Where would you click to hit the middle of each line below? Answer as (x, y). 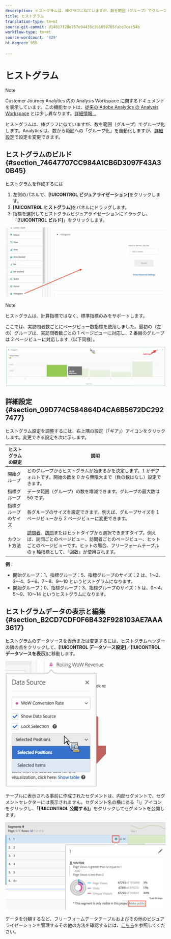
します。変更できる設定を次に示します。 (47, 437)
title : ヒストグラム (25, 16)
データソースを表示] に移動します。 (41, 653)
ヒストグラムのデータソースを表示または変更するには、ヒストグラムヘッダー (85, 641)
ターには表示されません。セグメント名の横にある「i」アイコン (97, 802)
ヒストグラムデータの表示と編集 (55, 611)
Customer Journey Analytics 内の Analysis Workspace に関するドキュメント (85, 101)
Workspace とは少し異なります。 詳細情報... (51, 113)
